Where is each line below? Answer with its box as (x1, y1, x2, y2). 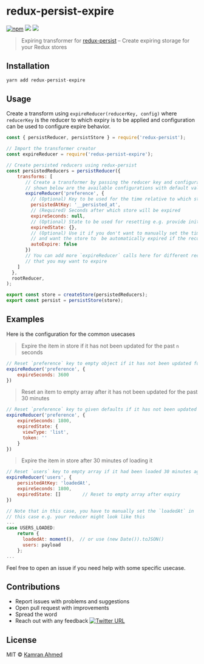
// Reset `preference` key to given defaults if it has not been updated (6, 406, 197, 412)
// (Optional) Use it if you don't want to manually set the (30, 230, 189, 236)
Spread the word (15, 611, 58, 618)
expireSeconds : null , (30, 213, 86, 219)
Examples (6, 314, 44, 324)
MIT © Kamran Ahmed (6, 651, 63, 659)
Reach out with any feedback (15, 617, 89, 625)
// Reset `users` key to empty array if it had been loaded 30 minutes (6, 469, 191, 475)
